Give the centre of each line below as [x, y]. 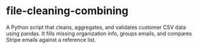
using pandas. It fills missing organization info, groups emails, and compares [99, 33]
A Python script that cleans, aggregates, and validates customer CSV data [96, 27]
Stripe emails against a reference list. [51, 40]
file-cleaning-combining [67, 11]
